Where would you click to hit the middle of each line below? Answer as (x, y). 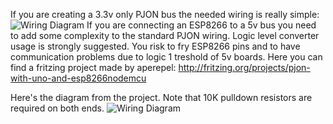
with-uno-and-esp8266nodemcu (78, 78)
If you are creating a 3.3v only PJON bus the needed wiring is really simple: (165, 14)
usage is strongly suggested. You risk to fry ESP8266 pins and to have (155, 46)
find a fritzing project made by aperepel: (93, 67)
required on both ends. (57, 108)
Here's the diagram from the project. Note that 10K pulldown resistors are (161, 97)
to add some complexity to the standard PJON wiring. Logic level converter (165, 35)
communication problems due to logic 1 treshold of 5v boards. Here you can (166, 57)
